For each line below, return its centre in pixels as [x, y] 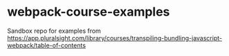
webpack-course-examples [89, 12]
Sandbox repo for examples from [54, 31]
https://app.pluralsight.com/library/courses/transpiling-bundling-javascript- [115, 38]
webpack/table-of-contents [47, 45]
